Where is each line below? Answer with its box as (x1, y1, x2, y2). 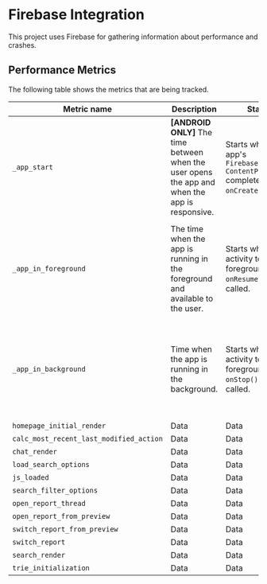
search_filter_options (12, 485, 98, 495)
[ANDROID (170, 117, 211, 128)
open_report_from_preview (12, 512, 110, 520)
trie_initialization (12, 563, 90, 572)
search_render (12, 551, 66, 559)
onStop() (225, 375, 258, 383)
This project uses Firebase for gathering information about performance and (8, 32, 258, 41)
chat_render (12, 447, 58, 456)
